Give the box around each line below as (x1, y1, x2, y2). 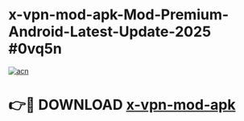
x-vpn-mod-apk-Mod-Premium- (8, 6, 230, 24)
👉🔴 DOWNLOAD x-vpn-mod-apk (8, 96, 236, 114)
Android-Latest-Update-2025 (8, 22, 212, 41)
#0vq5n (8, 40, 62, 58)
